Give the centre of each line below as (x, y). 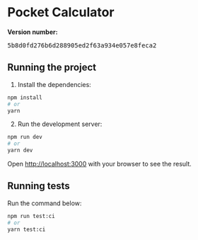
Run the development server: (60, 124)
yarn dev (20, 150)
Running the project (52, 68)
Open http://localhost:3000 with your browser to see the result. (100, 164)
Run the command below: (45, 203)
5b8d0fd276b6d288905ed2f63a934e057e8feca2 (82, 45)
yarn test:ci (27, 229)
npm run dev (25, 137)
